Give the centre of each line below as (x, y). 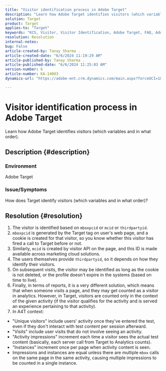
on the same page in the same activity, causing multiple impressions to (84, 358)
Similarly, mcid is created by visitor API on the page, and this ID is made (84, 249)
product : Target (22, 23)
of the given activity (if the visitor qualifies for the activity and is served (84, 301)
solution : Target (23, 19)
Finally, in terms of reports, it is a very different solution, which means (83, 285)
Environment (21, 166)
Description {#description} (47, 152)
